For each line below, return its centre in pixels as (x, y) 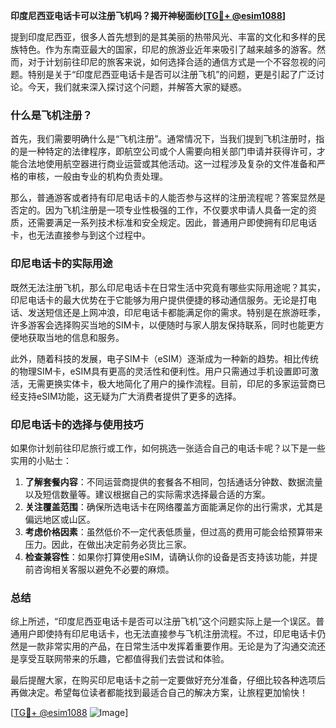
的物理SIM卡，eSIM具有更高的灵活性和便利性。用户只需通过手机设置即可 (160, 371)
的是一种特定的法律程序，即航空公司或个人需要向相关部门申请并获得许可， (163, 151)
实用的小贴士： (41, 460)
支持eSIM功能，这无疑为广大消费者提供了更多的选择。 (130, 396)
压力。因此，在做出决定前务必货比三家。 (108, 544)
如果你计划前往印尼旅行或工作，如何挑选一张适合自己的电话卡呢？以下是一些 (168, 448)
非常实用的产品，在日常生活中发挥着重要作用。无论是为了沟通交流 (180, 646)
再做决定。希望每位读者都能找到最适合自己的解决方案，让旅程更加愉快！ (159, 693)
